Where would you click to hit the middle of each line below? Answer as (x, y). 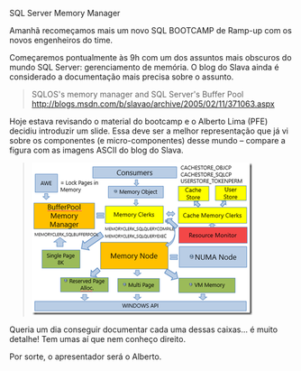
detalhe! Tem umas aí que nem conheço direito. (98, 339)
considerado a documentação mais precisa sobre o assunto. (122, 77)
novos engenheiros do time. (61, 40)
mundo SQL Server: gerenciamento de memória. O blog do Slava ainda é (144, 67)
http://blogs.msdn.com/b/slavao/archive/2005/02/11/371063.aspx (153, 104)
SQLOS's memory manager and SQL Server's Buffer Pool (137, 94)
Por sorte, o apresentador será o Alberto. (86, 357)
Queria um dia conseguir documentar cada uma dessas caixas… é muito (143, 329)
